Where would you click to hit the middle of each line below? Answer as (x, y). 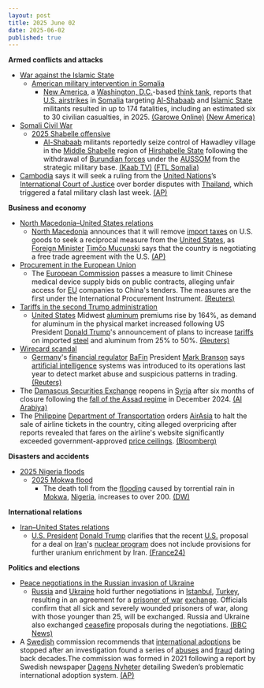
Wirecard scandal (48, 349)
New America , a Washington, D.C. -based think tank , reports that (147, 92)
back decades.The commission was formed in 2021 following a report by (138, 659)
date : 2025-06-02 (37, 30)
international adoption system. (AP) (77, 675)
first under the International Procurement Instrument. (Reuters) (133, 299)
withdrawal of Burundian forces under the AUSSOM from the (141, 159)
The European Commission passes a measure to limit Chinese (132, 274)
